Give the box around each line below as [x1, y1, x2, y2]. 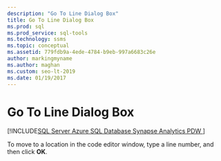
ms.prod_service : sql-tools [7, 29, 88, 37]
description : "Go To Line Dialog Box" [7, 10, 119, 17]
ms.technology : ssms [7, 36, 67, 43]
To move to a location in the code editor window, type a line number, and [7, 140, 214, 149]
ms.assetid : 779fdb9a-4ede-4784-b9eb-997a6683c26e [7, 49, 156, 56]
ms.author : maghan [7, 61, 60, 68]
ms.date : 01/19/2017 [7, 74, 67, 82]
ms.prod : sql [7, 23, 45, 30]
